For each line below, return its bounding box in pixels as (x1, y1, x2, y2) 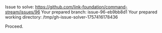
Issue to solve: (5, 4, 34, 10)
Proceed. (5, 23, 23, 29)
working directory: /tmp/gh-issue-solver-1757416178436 (5, 14, 118, 20)
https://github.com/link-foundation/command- (35, 4, 128, 10)
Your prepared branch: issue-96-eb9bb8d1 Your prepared (41, 9, 158, 15)
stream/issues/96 (5, 9, 40, 15)
